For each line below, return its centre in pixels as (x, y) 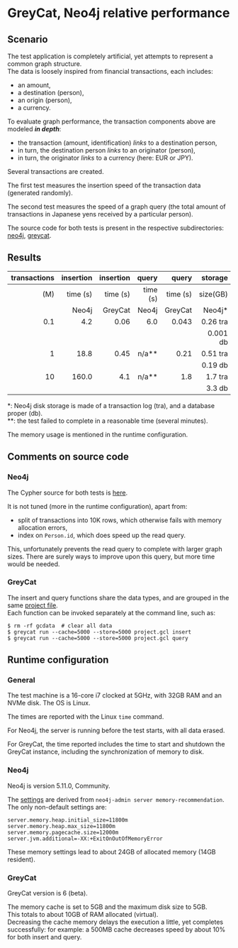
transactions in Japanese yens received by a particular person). (100, 214)
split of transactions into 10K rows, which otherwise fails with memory (119, 520)
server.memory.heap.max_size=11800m (61, 826)
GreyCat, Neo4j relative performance (119, 13)
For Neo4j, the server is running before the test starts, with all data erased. (116, 731)
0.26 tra (214, 321)
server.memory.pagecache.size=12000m (63, 832)
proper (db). (25, 413)
